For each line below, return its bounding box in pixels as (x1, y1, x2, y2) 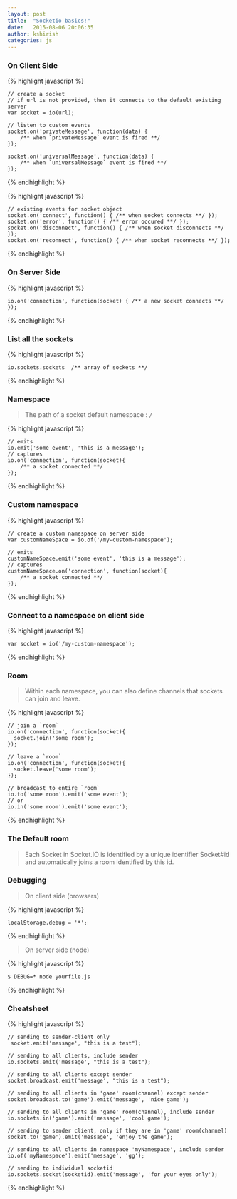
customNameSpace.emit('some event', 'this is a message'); (7, 555, 186, 562)
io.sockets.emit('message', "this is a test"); (7, 1058, 152, 1066)
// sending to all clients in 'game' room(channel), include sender (7, 1108, 215, 1116)
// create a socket (7, 91, 65, 98)
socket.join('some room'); (14, 735, 94, 742)
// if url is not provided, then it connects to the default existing (7, 97, 221, 104)
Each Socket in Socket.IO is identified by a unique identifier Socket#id (24, 850, 230, 858)
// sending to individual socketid (7, 1165, 113, 1172)
